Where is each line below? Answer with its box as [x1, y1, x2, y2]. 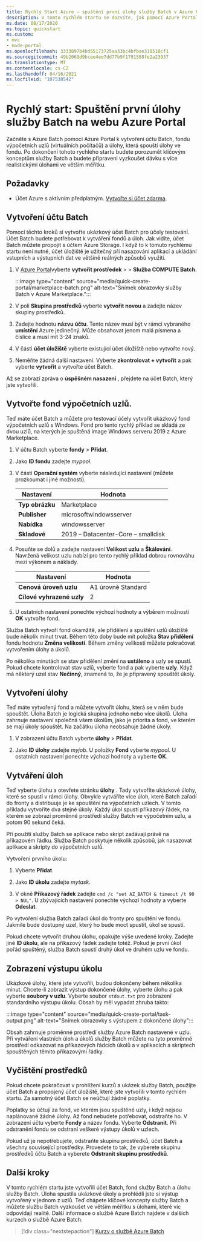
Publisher [18, 510, 47, 518]
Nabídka [18, 520, 43, 528]
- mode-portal [6, 43, 42, 49]
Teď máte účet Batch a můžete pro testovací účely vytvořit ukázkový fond [6, 415, 190, 422]
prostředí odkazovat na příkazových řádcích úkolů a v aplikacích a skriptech [6, 1041, 195, 1048]
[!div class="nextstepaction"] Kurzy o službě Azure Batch [21, 1227, 165, 1235]
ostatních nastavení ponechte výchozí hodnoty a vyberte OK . [14, 753, 168, 760]
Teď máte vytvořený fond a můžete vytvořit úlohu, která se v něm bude [6, 703, 184, 711]
